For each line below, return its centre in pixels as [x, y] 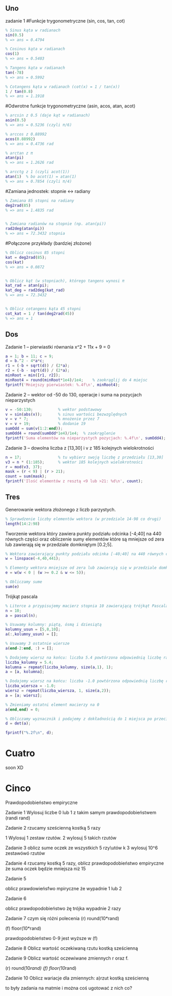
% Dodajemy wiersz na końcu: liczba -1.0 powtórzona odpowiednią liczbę [84, 681]
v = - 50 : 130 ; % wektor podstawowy [53, 409]
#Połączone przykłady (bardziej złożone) [48, 243]
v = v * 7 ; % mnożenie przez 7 [52, 419]
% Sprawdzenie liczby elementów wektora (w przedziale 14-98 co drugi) [83, 519]
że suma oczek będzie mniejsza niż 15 [46, 869]
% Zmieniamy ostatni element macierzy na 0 [52, 705]
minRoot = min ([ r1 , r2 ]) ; [33, 375]
